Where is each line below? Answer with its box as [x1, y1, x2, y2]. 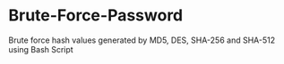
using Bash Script [8, 44, 73, 54]
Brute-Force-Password [8, 5, 184, 26]
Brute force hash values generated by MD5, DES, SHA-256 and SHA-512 [8, 35, 275, 45]
